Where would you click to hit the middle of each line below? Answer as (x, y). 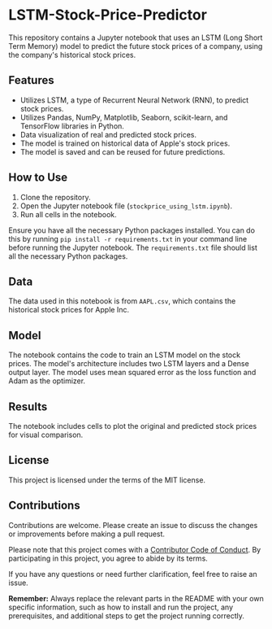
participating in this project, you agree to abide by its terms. (108, 558)
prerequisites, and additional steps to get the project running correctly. (127, 615)
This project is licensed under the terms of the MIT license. (107, 480)
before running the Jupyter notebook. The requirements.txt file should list (133, 247)
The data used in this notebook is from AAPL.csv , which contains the (122, 301)
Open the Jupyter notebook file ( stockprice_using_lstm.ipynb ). (126, 206)
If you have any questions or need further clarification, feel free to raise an (133, 574)
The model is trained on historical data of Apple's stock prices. (125, 143)
